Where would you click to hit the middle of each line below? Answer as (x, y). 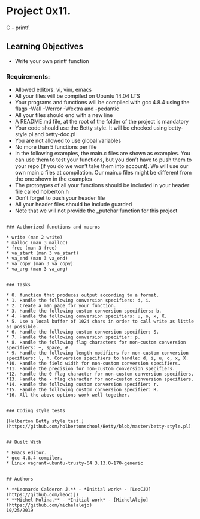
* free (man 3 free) (32, 248)
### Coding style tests (36, 411)
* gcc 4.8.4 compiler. (34, 458)
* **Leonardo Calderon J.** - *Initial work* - (67, 490)
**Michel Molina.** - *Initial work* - (61, 500)
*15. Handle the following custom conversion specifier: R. (83, 390)
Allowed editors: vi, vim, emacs (53, 90)
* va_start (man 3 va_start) (43, 253)
